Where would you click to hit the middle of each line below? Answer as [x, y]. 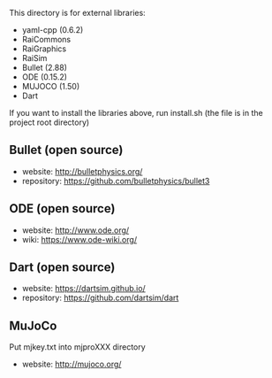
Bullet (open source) [66, 150]
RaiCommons [46, 39]
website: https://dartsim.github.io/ [83, 289]
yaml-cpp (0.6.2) [53, 30]
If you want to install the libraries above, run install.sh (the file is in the [136, 113]
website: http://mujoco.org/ [72, 364]
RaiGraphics [44, 49]
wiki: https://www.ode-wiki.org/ [79, 239]
